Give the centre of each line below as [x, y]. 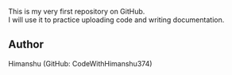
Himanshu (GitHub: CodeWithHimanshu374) [80, 63]
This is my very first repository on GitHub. [77, 11]
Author [26, 45]
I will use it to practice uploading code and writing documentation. [116, 20]
